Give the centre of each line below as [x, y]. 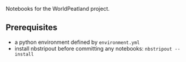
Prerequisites [32, 27]
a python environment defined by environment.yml [77, 42]
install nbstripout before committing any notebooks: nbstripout [93, 48]
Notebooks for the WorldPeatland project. [58, 9]
